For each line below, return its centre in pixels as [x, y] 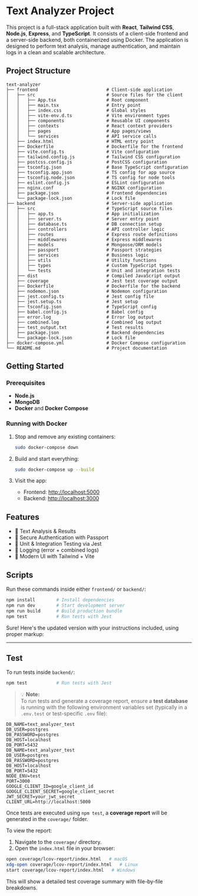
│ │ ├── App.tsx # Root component [77, 100]
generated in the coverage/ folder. [47, 819]
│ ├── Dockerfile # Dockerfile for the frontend [95, 146]
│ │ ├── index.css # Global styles [76, 110]
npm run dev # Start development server [66, 605]
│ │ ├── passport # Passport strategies [84, 250]
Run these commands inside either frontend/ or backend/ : [76, 589]
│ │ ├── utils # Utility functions [82, 260]
